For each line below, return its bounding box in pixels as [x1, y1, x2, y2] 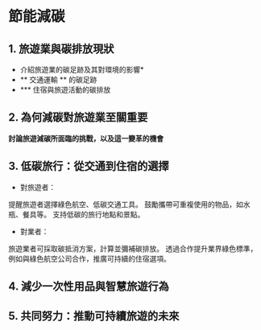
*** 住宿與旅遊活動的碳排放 [19, 85, 111, 94]
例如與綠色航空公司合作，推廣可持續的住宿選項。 [8, 254, 171, 263]
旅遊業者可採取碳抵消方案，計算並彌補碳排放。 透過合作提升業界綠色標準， [8, 243, 258, 254]
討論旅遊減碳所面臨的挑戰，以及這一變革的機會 [8, 134, 164, 143]
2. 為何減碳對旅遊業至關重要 [8, 110, 148, 125]
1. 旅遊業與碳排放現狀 [8, 42, 114, 56]
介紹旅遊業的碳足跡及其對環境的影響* [19, 65, 144, 74]
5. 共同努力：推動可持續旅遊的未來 [8, 309, 180, 323]
